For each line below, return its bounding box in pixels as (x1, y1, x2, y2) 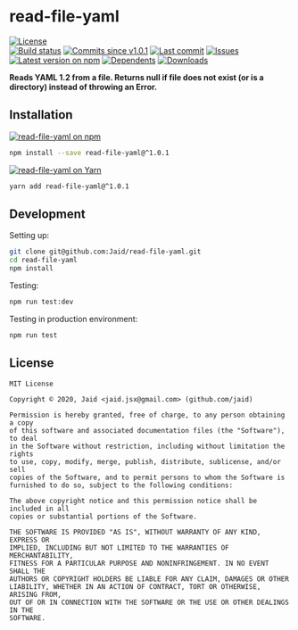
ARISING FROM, (9, 590, 62, 599)
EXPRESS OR (9, 535, 50, 544)
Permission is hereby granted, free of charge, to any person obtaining (9, 410, 286, 419)
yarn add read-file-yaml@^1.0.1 (9, 181, 129, 191)
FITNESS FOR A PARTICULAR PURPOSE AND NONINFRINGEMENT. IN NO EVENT (9, 559, 269, 568)
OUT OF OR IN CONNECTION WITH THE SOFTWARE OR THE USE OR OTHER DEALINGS (9, 598, 290, 607)
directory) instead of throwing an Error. (9, 81, 158, 92)
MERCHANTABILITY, (9, 551, 74, 560)
